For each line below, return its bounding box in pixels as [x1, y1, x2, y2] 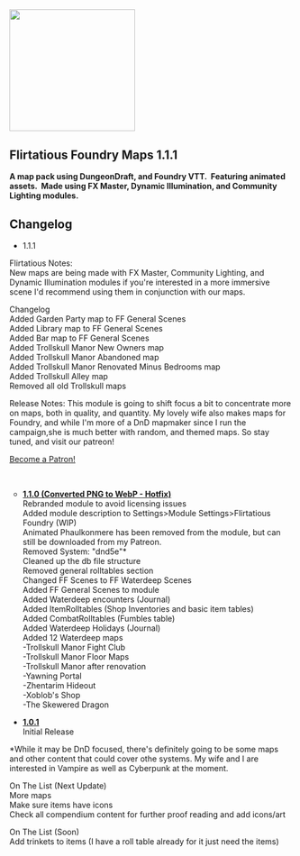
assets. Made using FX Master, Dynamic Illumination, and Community [9, 181, 277, 192]
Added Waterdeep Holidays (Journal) [22, 623, 161, 633]
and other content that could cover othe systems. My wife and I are [9, 753, 259, 764]
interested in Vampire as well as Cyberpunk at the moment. [9, 763, 229, 774]
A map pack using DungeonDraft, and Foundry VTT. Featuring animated [9, 171, 286, 182]
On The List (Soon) [9, 826, 79, 838]
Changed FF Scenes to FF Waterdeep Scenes [22, 575, 192, 586]
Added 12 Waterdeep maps [22, 633, 123, 643]
